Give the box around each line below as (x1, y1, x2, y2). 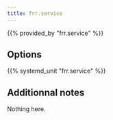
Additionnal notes (7, 86, 85, 98)
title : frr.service (7, 10, 63, 17)
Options (7, 49, 42, 60)
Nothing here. (7, 105, 46, 113)
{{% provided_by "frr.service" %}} (7, 29, 104, 37)
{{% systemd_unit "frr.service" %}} (7, 67, 106, 75)
